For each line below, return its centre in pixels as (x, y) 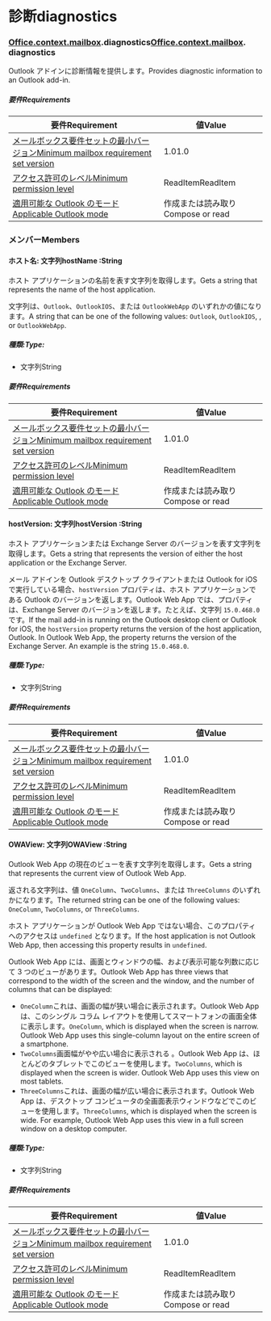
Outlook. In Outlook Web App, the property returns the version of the (123, 637)
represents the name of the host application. (82, 289)
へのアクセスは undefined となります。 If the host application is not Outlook (132, 936)
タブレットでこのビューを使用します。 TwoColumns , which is (145, 1063)
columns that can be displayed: (60, 989)
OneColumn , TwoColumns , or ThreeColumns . (74, 909)
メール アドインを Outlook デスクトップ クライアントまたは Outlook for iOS (133, 579)
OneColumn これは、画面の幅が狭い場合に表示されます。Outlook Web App (140, 1006)
